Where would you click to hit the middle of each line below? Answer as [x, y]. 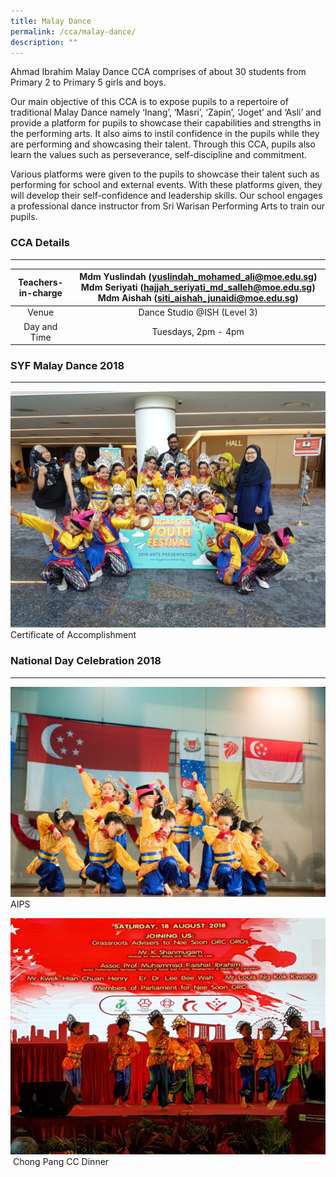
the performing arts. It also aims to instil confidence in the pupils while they [165, 134]
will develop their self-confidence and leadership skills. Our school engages [166, 196]
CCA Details [40, 243]
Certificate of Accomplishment [73, 635]
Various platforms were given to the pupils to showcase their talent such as [165, 174]
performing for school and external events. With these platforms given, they [166, 185]
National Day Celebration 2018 [86, 661]
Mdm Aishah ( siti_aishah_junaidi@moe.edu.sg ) [198, 298]
